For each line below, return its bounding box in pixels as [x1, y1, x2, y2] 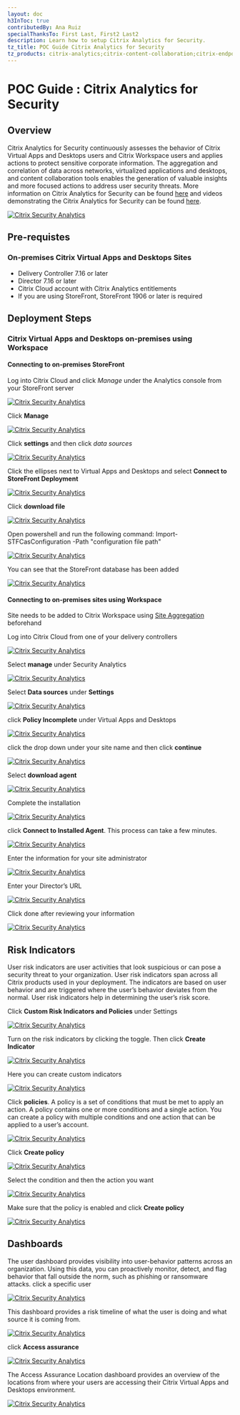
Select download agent [7, 771, 77, 779]
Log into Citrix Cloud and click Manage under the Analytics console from [7, 376, 222, 385]
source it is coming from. [7, 1315, 81, 1324]
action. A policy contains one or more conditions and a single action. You [7, 1105, 222, 1114]
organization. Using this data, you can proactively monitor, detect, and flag [7, 1264, 227, 1273]
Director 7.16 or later [17, 276, 77, 285]
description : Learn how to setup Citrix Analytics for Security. [7, 37, 206, 44]
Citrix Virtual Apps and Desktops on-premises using [7, 334, 193, 344]
